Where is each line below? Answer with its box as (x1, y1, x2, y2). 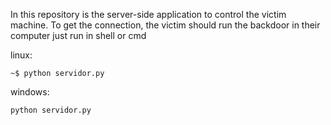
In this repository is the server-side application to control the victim (10, 9, 287, 20)
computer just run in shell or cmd (10, 30, 147, 41)
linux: (10, 49, 33, 61)
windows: (10, 86, 50, 98)
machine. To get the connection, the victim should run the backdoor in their (10, 19, 321, 31)
